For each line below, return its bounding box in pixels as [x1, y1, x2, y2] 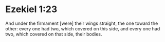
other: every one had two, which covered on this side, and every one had [5, 25, 160, 31]
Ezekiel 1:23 [5, 4, 58, 15]
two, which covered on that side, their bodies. [5, 31, 102, 37]
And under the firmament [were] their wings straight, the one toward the [5, 20, 158, 26]
